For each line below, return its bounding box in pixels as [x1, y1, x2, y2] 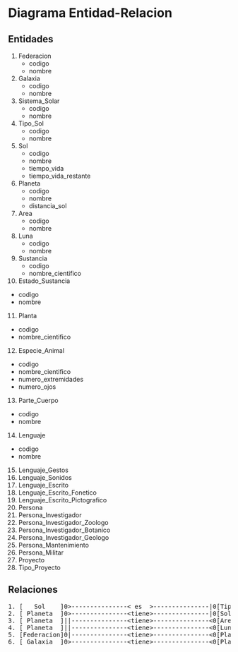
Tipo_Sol [18, 119, 44, 128]
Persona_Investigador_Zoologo [18, 519, 109, 526]
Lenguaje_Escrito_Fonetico [18, 488, 97, 497]
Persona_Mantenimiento [18, 541, 89, 549]
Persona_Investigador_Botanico [18, 526, 111, 534]
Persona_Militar [18, 548, 64, 557]
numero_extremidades [18, 375, 84, 383]
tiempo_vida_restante [28, 171, 91, 180]
